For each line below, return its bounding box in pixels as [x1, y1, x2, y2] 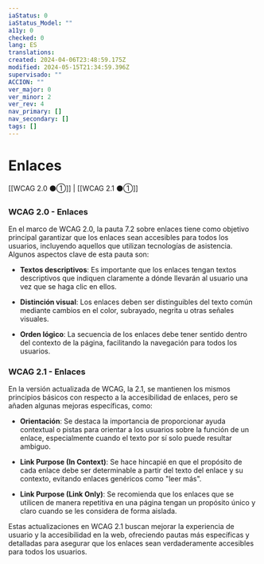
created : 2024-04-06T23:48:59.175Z [8, 56, 126, 64]
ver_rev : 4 [8, 100, 45, 108]
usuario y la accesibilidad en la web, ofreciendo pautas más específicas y [8, 530, 250, 540]
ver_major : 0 [8, 85, 52, 94]
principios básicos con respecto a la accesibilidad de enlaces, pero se [8, 392, 239, 402]
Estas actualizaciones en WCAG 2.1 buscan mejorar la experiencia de [8, 522, 235, 531]
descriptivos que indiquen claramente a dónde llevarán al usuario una [19, 273, 248, 283]
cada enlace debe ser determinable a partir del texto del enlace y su [19, 465, 244, 475]
